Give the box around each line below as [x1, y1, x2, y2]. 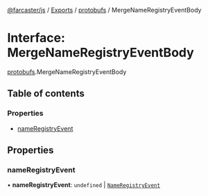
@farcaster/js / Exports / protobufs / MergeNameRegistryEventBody [7, 6, 202, 14]
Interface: [7, 30, 66, 46]
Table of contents [7, 88, 85, 100]
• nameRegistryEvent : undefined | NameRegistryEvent [7, 181, 161, 189]
